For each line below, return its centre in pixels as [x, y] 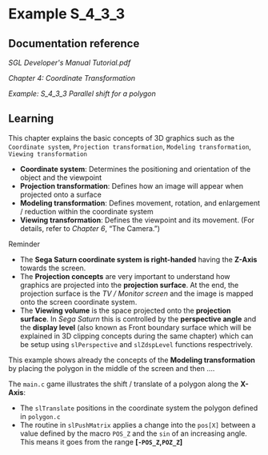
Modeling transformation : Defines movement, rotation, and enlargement [140, 203]
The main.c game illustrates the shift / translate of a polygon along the [123, 384]
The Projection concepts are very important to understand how [125, 276]
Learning [31, 119]
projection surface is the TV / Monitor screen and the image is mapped [136, 293]
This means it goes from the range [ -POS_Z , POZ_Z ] [101, 441]
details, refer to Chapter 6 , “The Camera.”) [90, 228]
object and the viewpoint [61, 178]
